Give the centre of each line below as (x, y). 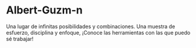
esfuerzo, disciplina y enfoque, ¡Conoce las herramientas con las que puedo (98, 32)
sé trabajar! (20, 39)
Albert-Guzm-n (45, 10)
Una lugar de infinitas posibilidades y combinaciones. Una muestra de (91, 26)
